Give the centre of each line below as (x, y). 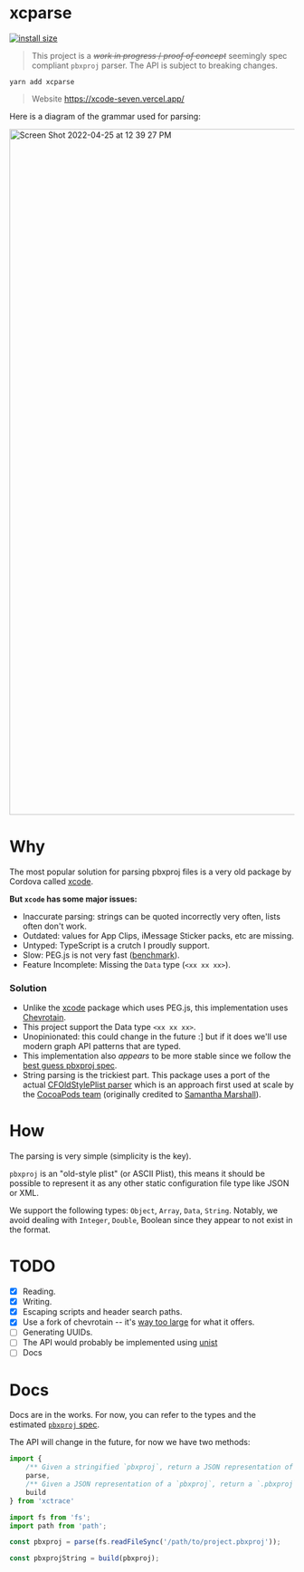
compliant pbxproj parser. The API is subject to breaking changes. (155, 65)
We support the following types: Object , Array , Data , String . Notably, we (144, 1210)
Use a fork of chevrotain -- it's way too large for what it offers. (138, 1322)
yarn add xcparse (42, 82)
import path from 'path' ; (58, 1526)
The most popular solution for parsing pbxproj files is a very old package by (151, 872)
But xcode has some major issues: (73, 899)
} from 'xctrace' (42, 1501)
